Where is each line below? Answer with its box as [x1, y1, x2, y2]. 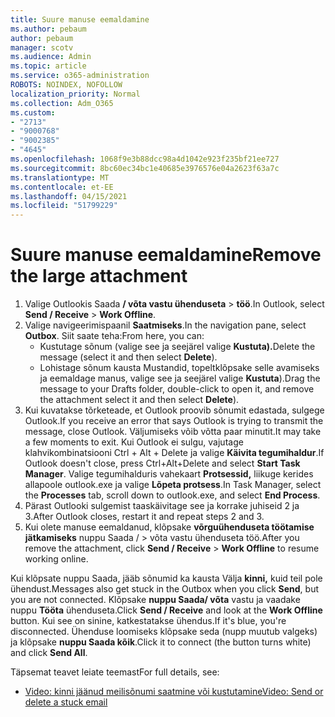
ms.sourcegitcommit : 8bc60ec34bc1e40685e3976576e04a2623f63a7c [10, 163, 280, 173]
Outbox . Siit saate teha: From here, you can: [24, 330, 205, 342]
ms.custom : [10, 107, 56, 118]
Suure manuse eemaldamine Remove [10, 244, 322, 266]
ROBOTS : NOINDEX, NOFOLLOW [10, 80, 123, 90]
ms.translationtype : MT [10, 172, 110, 183]
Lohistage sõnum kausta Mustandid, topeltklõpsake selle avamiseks [39, 362, 320, 374]
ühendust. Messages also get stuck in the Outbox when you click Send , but [10, 583, 320, 595]
